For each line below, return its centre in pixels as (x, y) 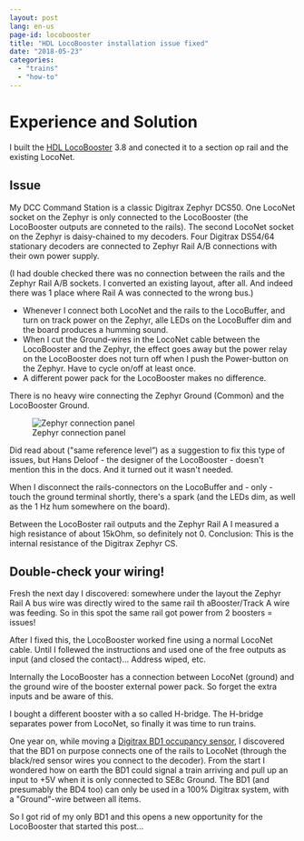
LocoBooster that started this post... (77, 826)
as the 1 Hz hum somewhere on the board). (90, 506)
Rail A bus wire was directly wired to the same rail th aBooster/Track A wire (150, 603)
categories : (32, 60)
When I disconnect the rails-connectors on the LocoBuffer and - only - (142, 486)
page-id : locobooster (50, 35)
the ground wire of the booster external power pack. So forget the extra (143, 686)
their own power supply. (54, 255)
